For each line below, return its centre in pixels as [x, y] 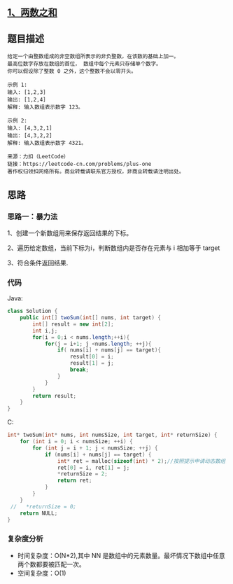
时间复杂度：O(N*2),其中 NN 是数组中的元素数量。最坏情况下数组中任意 [121, 555]
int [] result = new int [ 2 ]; [73, 324]
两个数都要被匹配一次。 [51, 564]
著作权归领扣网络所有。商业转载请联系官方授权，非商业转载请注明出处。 [96, 172]
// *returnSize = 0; [43, 506]
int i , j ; [45, 331]
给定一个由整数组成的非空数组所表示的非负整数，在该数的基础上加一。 [93, 57]
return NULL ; [39, 513]
